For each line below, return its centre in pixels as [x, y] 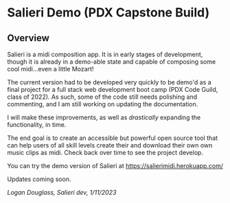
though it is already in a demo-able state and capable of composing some [112, 62]
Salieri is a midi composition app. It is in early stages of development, [105, 54]
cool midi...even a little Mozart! [50, 69]
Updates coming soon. [39, 179]
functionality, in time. [37, 124]
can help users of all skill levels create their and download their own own [110, 145]
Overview [28, 38]
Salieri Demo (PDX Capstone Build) [108, 13]
